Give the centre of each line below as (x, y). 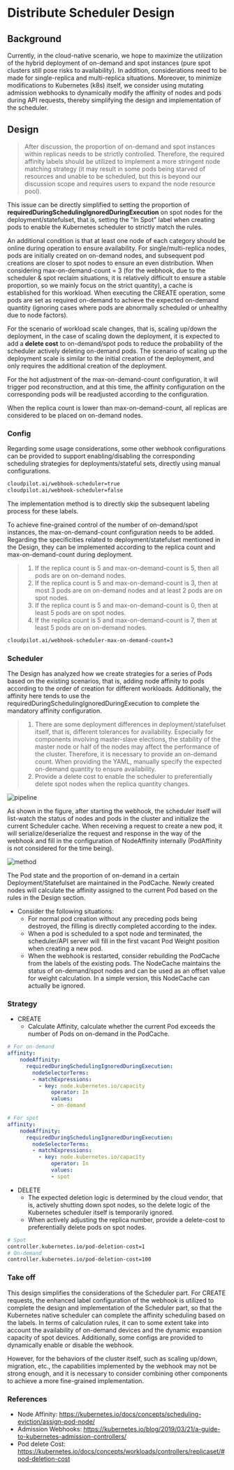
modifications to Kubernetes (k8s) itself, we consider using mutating (105, 85)
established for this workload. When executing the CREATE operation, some (116, 293)
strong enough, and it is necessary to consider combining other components (117, 1373)
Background (34, 39)
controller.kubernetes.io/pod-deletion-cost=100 (79, 1260)
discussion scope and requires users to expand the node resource (120, 183)
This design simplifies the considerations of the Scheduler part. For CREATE (117, 1293)
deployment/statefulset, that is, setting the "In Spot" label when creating (111, 219)
